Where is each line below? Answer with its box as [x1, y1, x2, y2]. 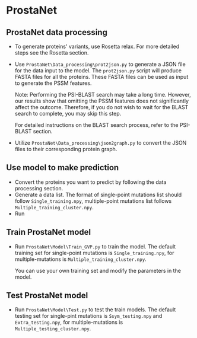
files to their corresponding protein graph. [14, 146, 117, 152]
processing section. [14, 184, 63, 192]
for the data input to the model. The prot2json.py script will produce [14, 67, 182, 74]
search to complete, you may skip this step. [14, 110, 122, 117]
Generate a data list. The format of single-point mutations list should [14, 191, 182, 198]
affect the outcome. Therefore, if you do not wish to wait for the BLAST [14, 104, 189, 110]
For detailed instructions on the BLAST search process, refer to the [14, 122, 179, 128]
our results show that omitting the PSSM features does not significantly [14, 97, 189, 104]
